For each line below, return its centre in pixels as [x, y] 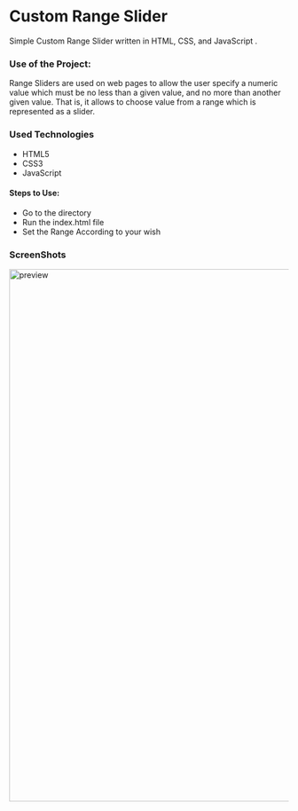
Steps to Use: [35, 193]
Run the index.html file [63, 222]
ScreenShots [38, 255]
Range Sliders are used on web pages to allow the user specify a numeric [144, 83]
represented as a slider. [52, 112]
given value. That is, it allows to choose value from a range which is [133, 102]
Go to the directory [56, 213]
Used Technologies [52, 135]
